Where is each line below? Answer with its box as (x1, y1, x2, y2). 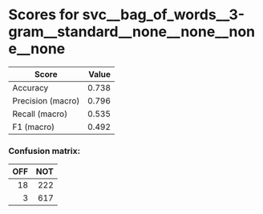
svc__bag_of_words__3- (82, 6, 245, 24)
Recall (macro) (12, 108, 68, 119)
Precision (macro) (12, 95, 80, 106)
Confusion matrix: (8, 145, 81, 156)
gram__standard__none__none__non (8, 22, 255, 41)
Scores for (8, 6, 79, 24)
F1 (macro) (12, 121, 55, 132)
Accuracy (12, 82, 49, 93)
